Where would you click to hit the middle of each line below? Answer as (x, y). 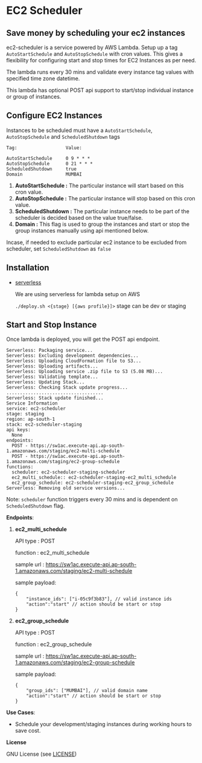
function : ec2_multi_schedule (52, 553)
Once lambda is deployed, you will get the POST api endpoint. (83, 339)
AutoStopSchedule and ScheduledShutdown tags (63, 136)
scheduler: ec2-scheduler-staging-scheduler (68, 472)
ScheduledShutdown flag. (36, 506)
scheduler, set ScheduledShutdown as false (59, 248)
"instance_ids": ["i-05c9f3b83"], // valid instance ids (99, 599)
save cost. (28, 731)
